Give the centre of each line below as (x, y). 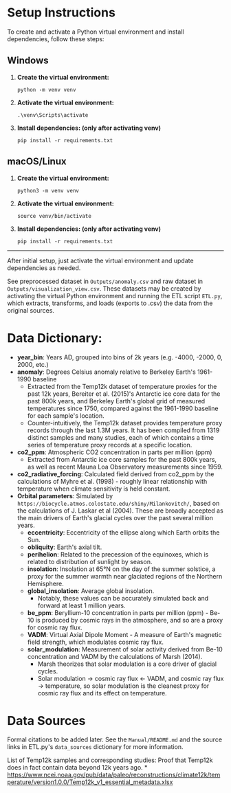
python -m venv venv (46, 90)
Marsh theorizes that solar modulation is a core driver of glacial (127, 664)
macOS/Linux (37, 162)
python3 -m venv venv (48, 190)
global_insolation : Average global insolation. (91, 591)
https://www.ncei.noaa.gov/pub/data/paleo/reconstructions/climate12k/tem (114, 775)
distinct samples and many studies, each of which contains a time (121, 437)
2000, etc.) (33, 364)
